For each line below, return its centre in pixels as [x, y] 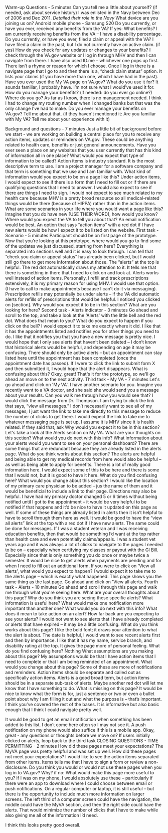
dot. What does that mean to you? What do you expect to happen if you [79, 321]
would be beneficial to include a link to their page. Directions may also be [81, 491]
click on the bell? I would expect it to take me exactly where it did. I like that [83, 326]
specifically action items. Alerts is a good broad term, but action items [77, 678]
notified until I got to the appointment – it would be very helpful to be [76, 502]
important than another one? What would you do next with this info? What [81, 608]
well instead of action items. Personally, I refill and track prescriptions [77, 278]
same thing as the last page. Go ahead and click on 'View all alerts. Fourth [82, 582]
